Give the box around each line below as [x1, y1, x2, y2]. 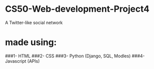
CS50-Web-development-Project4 [5, 3, 150, 15]
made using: [5, 37, 57, 48]
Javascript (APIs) [5, 58, 40, 64]
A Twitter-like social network [5, 20, 63, 25]
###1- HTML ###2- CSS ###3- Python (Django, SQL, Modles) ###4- [5, 53, 145, 59]
